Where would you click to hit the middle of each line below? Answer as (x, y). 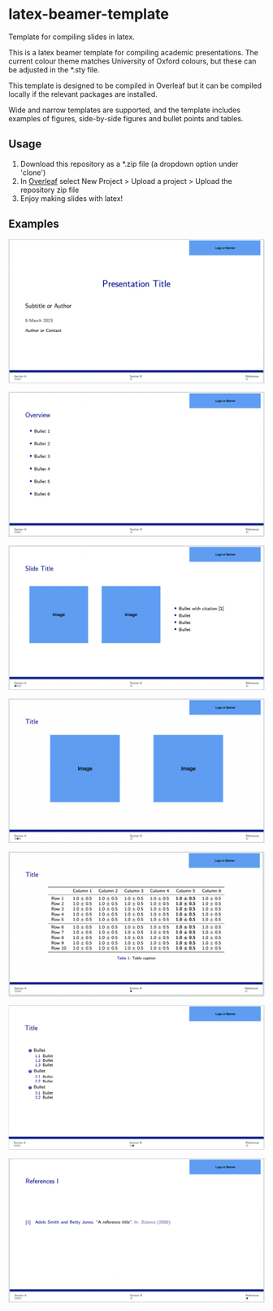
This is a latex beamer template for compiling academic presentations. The (133, 52)
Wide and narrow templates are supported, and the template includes (125, 110)
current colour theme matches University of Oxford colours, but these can (132, 61)
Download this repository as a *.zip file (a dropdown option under (129, 164)
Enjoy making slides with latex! (71, 198)
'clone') (33, 173)
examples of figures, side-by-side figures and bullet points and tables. (126, 118)
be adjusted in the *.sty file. (54, 69)
